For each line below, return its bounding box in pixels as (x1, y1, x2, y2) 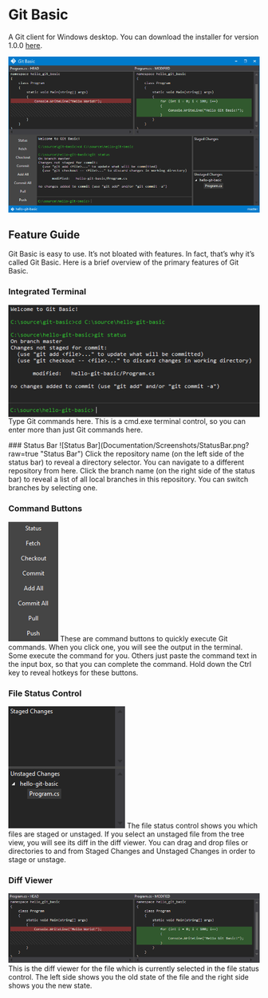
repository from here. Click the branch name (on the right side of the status (8, 466, 255, 476)
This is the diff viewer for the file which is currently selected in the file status (8, 964, 259, 973)
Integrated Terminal (8, 286, 87, 297)
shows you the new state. (8, 981, 93, 991)
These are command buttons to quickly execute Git (59, 633, 228, 643)
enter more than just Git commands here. (8, 425, 144, 435)
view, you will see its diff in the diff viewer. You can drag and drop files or (8, 838, 249, 848)
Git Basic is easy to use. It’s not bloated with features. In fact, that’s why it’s (8, 249, 255, 259)
